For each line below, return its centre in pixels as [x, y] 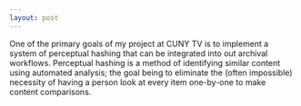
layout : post [34, 18]
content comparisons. [50, 92]
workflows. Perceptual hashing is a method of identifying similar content [145, 63]
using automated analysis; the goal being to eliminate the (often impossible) [151, 72]
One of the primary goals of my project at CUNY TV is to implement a [139, 43]
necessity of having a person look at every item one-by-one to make [138, 82]
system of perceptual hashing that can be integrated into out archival [139, 53]
